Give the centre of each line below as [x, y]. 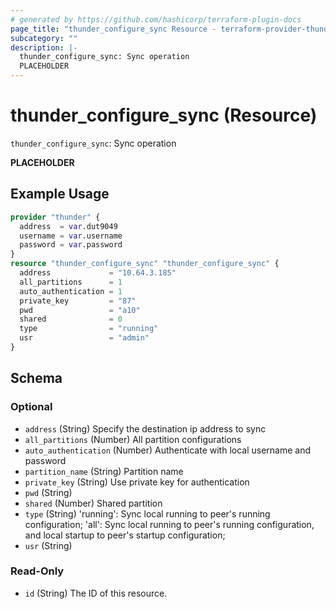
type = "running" [89, 329]
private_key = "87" [78, 301]
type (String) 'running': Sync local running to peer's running [147, 513]
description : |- [44, 47]
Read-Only [37, 571]
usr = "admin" [84, 338]
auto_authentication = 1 [71, 291]
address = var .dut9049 [68, 226]
